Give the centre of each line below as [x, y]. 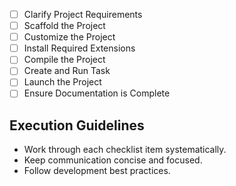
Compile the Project [64, 60]
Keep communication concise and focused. [113, 160]
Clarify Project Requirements [83, 14]
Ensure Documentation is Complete [97, 93]
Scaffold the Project [64, 26]
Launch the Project [62, 82]
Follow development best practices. [97, 171]
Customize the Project [69, 37]
